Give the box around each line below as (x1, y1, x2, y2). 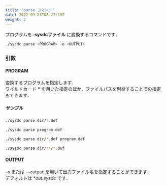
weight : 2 (5, 17, 26, 22)
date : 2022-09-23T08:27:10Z (5, 12, 65, 17)
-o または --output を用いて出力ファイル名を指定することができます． (5, 169, 152, 175)
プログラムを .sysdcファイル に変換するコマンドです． (5, 32, 120, 38)
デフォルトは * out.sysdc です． (5, 175, 71, 181)
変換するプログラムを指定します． (5, 79, 77, 86)
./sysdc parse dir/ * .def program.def (5, 137, 85, 142)
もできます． (5, 92, 32, 98)
